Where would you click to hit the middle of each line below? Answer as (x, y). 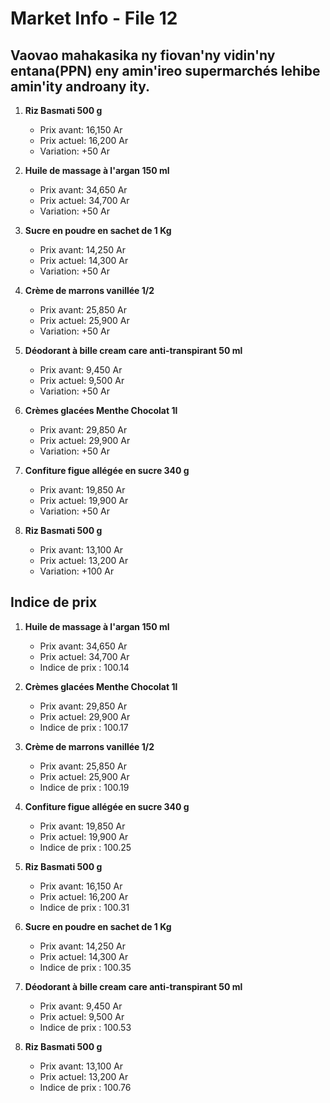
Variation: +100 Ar (77, 571)
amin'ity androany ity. (80, 86)
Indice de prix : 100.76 (85, 1087)
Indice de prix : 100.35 (85, 967)
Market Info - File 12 (94, 18)
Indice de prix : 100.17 (84, 727)
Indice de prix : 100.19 (84, 787)
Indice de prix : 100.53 (85, 1027)
